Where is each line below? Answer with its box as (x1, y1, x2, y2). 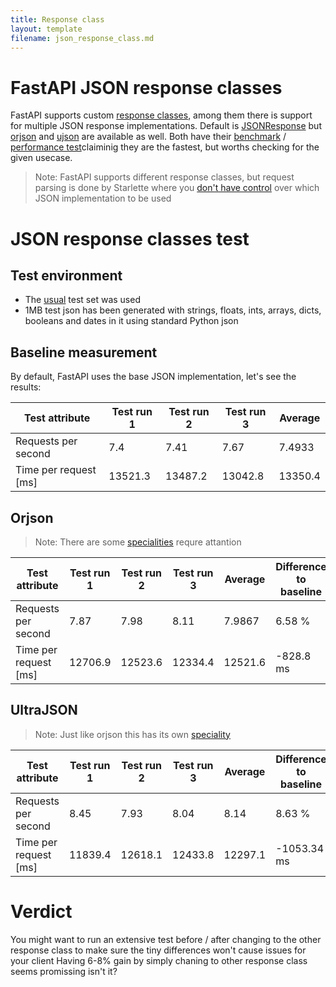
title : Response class (10, 14, 105, 25)
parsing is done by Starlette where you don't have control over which (34, 182, 320, 194)
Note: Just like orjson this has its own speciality (34, 728, 231, 740)
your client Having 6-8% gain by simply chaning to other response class (10, 954, 308, 966)
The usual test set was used (24, 294, 141, 306)
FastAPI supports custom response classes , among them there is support (10, 109, 313, 121)
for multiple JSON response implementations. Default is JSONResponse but (10, 120, 322, 132)
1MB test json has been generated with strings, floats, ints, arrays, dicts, (24, 304, 322, 316)
